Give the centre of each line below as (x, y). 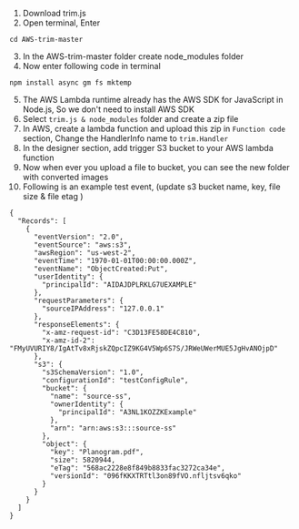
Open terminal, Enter (61, 23)
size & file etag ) (53, 196)
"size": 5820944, (83, 460)
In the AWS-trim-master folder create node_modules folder (133, 56)
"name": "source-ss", (90, 396)
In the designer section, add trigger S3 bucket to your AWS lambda (148, 148)
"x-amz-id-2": (69, 341)
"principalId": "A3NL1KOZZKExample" (127, 412)
